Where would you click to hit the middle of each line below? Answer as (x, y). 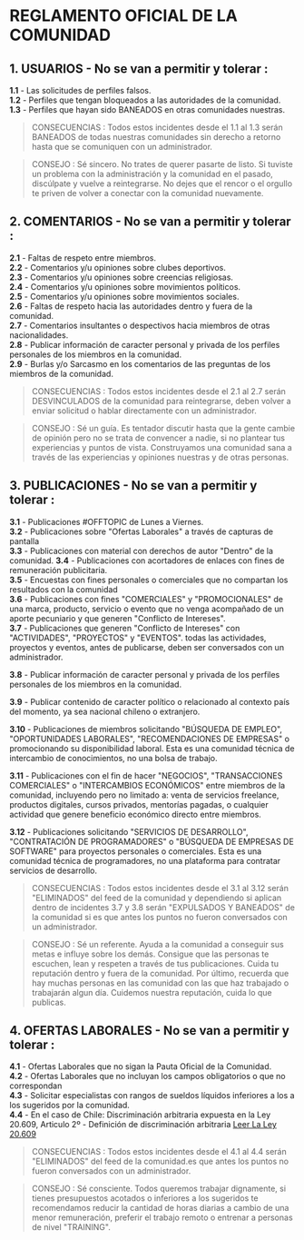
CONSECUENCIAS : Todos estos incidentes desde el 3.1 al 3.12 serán (160, 888)
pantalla (24, 541)
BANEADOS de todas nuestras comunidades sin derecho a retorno (156, 137)
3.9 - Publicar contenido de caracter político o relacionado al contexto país (150, 701)
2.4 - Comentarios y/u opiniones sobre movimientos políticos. (125, 286)
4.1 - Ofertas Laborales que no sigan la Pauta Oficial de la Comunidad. (141, 1066)
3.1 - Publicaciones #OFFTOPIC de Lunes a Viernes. (107, 521)
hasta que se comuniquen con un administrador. (122, 147)
